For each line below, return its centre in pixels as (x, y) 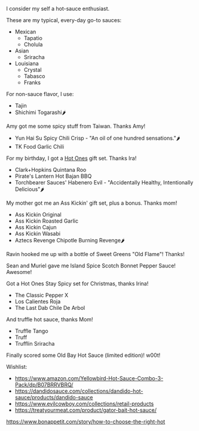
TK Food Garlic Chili (39, 147)
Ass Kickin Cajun (36, 227)
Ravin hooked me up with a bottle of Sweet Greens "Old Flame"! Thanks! (96, 254)
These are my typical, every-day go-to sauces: (64, 20)
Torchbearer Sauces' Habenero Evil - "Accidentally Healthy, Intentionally (104, 182)
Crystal (33, 70)
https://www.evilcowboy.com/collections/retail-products (84, 404)
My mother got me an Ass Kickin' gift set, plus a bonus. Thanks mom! (92, 203)
